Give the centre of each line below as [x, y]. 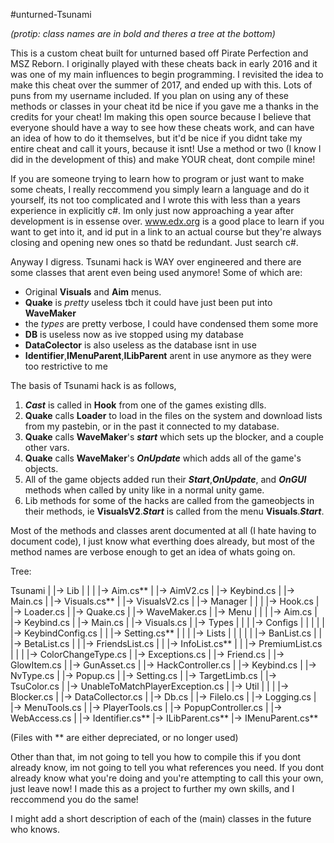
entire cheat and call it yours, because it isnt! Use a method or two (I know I [166, 148]
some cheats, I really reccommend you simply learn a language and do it [160, 189]
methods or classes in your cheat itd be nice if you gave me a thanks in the [164, 106]
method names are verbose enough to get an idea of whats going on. [153, 552]
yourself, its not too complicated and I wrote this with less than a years [155, 200]
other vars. [47, 447]
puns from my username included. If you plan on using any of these [149, 95]
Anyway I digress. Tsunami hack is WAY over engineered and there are [156, 262]
